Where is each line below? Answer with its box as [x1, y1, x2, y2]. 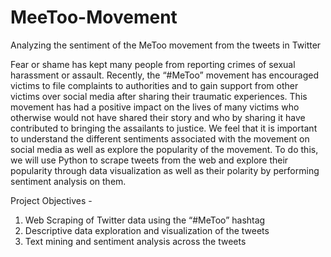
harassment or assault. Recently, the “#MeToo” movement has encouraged [10, 69, 320, 81]
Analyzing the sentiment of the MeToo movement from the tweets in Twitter [10, 39, 322, 51]
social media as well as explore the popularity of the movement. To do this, [10, 143, 319, 155]
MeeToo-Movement [10, 6, 178, 29]
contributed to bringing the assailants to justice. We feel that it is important [10, 122, 318, 134]
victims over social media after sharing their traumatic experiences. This [10, 90, 308, 102]
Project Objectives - [10, 194, 93, 206]
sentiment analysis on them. [10, 175, 127, 187]
